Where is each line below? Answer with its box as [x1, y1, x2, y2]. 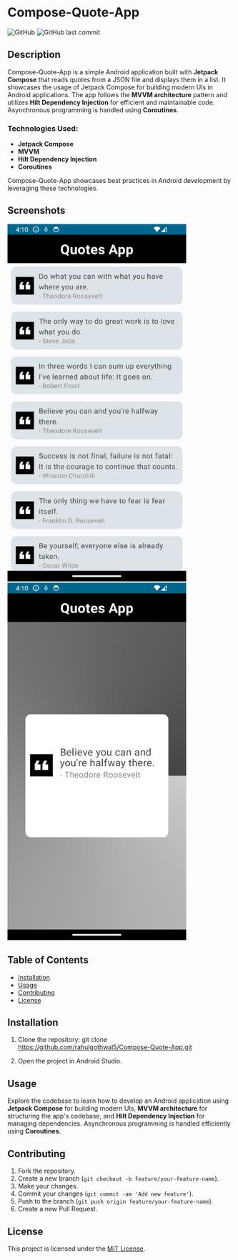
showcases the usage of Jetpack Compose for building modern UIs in [7, 83, 213, 91]
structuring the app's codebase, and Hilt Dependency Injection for [7, 1112, 205, 1121]
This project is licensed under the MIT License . [7, 1244, 146, 1253]
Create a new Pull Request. [17, 1205, 98, 1214]
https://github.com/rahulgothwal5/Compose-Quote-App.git [17, 1043, 192, 1051]
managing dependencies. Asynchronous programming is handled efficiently [7, 1119, 231, 1128]
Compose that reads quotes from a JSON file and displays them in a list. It [7, 75, 227, 84]
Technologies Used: [7, 123, 79, 133]
